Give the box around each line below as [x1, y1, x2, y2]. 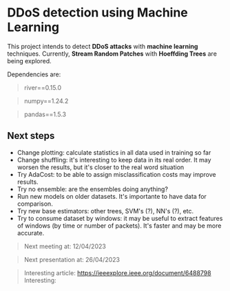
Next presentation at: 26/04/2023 [23, 255, 121, 263]
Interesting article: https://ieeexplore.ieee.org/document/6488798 [23, 268, 211, 277]
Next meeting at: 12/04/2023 [23, 242, 107, 250]
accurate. [17, 228, 45, 237]
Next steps [7, 130, 55, 142]
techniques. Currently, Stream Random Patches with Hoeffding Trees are [7, 50, 217, 58]
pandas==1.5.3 [23, 110, 67, 118]
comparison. [17, 200, 53, 208]
